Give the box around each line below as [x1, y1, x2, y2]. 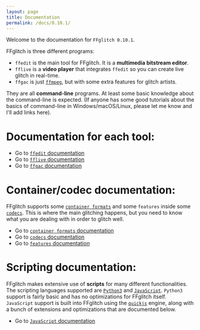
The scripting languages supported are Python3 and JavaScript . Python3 [6, 287, 183, 294]
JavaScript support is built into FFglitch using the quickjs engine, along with [6, 300, 194, 307]
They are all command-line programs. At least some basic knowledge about [6, 90, 194, 97]
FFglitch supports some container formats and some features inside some [6, 203, 191, 210]
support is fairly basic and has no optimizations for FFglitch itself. [6, 293, 167, 300]
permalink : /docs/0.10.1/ [6, 20, 70, 26]
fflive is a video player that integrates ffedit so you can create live [14, 66, 184, 73]
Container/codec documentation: [6, 183, 176, 197]
